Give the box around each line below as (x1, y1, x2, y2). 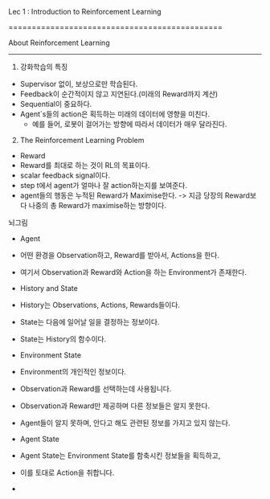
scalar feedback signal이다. (19, 170, 111, 180)
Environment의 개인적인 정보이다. (19, 367, 127, 376)
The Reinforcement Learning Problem (19, 136, 145, 145)
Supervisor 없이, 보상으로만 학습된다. (19, 80, 138, 88)
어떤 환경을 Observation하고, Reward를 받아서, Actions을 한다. (19, 251, 219, 260)
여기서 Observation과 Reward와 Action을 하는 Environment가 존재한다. (19, 268, 247, 276)
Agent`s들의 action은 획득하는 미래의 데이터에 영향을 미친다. (19, 109, 211, 119)
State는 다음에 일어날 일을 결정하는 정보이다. (19, 317, 160, 326)
